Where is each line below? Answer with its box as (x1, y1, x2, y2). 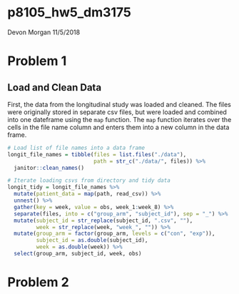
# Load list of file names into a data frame (7, 144, 145, 151)
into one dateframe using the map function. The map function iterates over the (7, 115, 232, 123)
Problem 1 (7, 53, 67, 69)
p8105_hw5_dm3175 (7, 4, 132, 21)
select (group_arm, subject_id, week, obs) (14, 250, 142, 258)
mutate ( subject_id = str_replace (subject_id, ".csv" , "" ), (14, 217, 193, 224)
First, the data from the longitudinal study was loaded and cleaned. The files (7, 100, 232, 108)
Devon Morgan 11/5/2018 (7, 28, 81, 36)
